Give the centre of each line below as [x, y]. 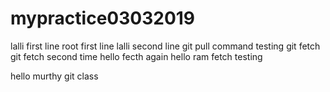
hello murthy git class [54, 76]
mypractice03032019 [103, 18]
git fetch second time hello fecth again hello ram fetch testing [136, 56]
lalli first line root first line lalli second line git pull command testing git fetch [165, 46]
